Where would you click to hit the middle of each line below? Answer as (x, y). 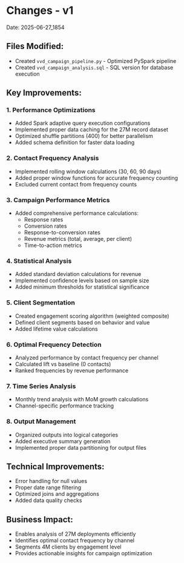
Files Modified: (35, 46)
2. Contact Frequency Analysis (53, 158)
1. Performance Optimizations (51, 110)
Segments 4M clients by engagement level (68, 547)
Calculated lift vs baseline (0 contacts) (63, 364)
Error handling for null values (51, 481)
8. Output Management (41, 421)
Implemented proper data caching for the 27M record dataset (91, 130)
